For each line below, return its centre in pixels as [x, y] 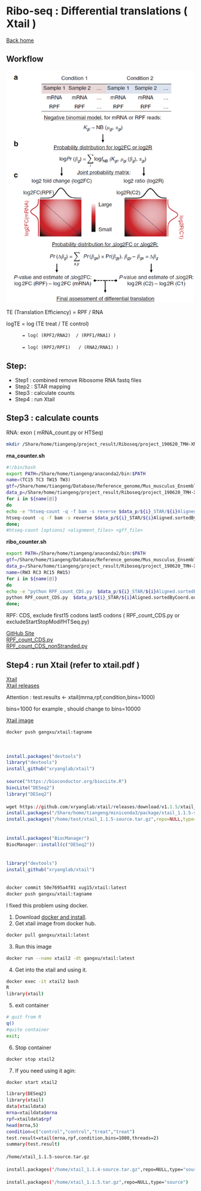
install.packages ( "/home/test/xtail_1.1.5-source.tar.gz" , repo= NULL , [95, 820]
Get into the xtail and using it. [51, 970]
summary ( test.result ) [33, 1144]
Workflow [25, 59]
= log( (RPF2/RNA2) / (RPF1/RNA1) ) [69, 336]
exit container [32, 1006]
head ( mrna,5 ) [22, 1125]
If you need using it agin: [45, 1070]
